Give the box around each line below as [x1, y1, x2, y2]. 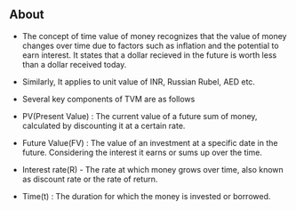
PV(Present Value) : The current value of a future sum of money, [21, 110, 258, 121]
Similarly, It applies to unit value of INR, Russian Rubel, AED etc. [21, 76, 256, 87]
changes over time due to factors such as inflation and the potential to [21, 40, 279, 51]
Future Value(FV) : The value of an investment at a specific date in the [21, 137, 278, 148]
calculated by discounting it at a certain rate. [21, 120, 186, 131]
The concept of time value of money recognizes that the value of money [21, 30, 287, 41]
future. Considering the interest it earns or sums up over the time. [21, 147, 262, 157]
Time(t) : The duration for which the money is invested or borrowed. [21, 190, 271, 201]
